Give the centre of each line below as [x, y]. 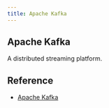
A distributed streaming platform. [55, 59]
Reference [30, 80]
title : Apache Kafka [37, 14]
